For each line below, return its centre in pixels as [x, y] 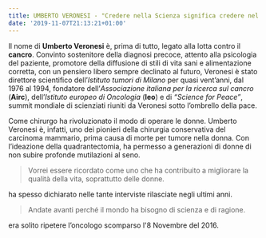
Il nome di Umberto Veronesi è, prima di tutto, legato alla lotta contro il [125, 46]
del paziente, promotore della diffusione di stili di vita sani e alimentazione [130, 63]
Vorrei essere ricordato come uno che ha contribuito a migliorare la [138, 170]
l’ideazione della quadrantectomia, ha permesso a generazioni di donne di [130, 146]
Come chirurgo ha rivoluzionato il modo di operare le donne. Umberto [123, 121]
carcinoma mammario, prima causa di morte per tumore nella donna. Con [129, 137]
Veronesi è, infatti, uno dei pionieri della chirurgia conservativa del [117, 129]
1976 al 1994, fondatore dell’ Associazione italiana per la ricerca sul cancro [131, 88]
